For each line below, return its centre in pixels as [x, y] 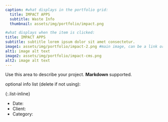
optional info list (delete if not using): [43, 84]
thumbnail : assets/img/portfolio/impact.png [57, 24]
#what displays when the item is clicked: [50, 33]
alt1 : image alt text [28, 51]
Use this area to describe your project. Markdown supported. [69, 75]
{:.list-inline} [18, 94]
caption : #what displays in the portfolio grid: [57, 10]
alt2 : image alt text [28, 60]
